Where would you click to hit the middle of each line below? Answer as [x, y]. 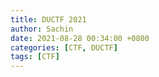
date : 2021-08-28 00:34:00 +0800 [80, 38]
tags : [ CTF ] [35, 57]
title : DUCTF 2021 [48, 19]
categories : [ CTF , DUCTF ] [64, 47]
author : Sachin [42, 29]
